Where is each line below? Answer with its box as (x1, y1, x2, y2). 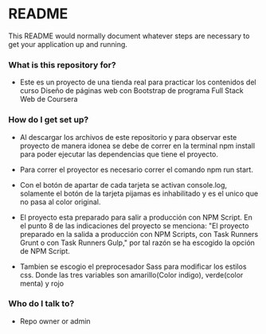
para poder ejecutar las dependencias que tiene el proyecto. (19, 149, 219, 159)
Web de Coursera (19, 95, 78, 104)
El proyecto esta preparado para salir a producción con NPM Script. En (19, 212, 252, 222)
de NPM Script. (19, 246, 70, 255)
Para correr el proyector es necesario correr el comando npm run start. (19, 165, 253, 174)
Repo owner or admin (19, 316, 91, 326)
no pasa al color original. (19, 196, 101, 207)
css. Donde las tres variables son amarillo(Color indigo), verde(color (19, 270, 244, 279)
